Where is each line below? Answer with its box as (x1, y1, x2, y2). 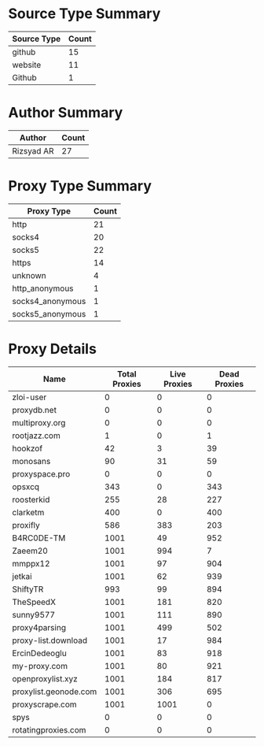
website (12, 59, 42, 70)
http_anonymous (12, 283, 74, 294)
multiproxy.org (12, 417, 66, 428)
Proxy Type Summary (8, 177, 152, 195)
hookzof (12, 443, 43, 454)
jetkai (12, 570, 33, 581)
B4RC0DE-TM (12, 533, 66, 544)
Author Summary (8, 104, 123, 122)
